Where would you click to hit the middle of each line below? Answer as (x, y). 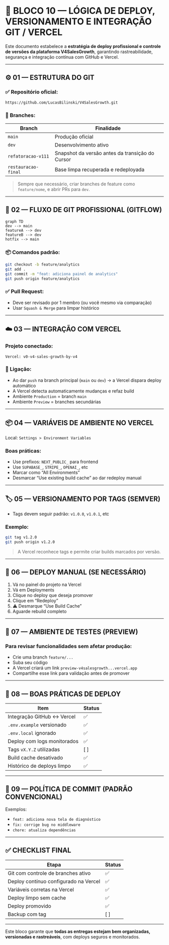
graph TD (14, 221)
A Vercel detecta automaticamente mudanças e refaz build (73, 391)
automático (24, 385)
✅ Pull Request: (25, 291)
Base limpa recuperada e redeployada (100, 169)
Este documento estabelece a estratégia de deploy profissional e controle (83, 46)
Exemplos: (16, 809)
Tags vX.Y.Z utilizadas (34, 750)
